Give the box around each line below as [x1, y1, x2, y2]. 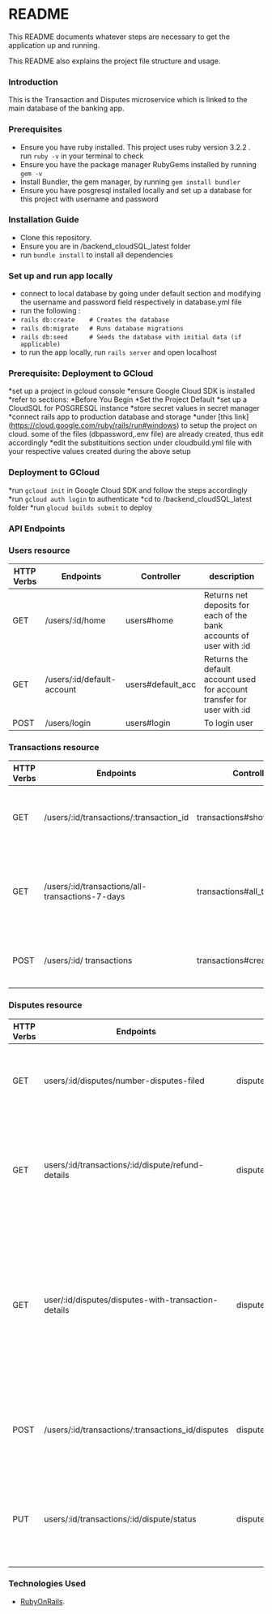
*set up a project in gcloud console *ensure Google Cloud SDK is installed [8, 386, 256, 396]
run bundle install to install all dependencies [19, 249, 174, 260]
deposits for [203, 599, 250, 611]
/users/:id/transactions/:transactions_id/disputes [44, 1424, 229, 1435]
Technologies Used [8, 1578, 87, 1590]
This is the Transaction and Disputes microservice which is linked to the [8, 95, 248, 105]
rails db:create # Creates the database [19, 316, 170, 325]
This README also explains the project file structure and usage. [8, 56, 221, 66]
